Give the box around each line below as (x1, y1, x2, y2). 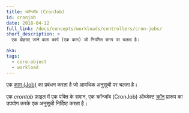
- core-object (11, 58, 47, 65)
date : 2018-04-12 (6, 20, 50, 26)
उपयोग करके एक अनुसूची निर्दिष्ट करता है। (6, 100, 88, 107)
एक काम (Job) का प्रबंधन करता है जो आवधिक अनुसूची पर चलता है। (6, 81, 138, 88)
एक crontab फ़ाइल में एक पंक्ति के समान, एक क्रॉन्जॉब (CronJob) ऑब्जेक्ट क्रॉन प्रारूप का (6, 93, 183, 100)
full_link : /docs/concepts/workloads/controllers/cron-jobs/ (6, 25, 163, 32)
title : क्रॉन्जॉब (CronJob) (6, 8, 65, 15)
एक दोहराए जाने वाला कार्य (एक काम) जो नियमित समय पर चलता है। (11, 37, 140, 43)
